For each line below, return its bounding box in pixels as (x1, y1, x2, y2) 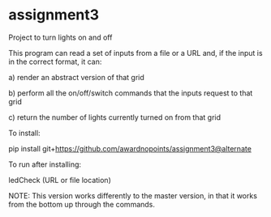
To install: (8, 128, 41, 138)
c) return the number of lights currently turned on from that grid (8, 112, 222, 122)
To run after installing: (8, 160, 82, 169)
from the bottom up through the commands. (8, 199, 156, 209)
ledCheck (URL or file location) (8, 175, 111, 185)
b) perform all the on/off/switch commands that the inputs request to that (8, 87, 253, 98)
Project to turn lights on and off (8, 32, 113, 42)
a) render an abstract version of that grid (8, 72, 144, 82)
